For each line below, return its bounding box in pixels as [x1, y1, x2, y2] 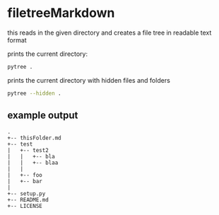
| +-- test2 [7, 146, 49, 153]
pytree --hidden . [7, 90, 61, 97]
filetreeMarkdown [7, 5, 115, 21]
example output [7, 110, 78, 122]
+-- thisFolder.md [7, 134, 61, 141]
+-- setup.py [7, 190, 46, 197]
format [7, 35, 27, 44]
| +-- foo [7, 171, 42, 178]
